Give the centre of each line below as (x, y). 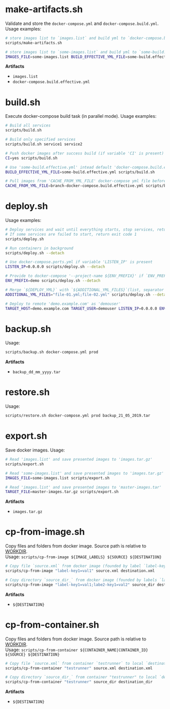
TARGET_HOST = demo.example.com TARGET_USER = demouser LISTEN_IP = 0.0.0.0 (81, 308)
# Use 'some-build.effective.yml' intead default (59, 167)
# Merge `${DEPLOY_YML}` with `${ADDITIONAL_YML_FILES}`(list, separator (85, 290)
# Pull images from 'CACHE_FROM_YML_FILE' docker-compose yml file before (86, 181)
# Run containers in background (39, 248)
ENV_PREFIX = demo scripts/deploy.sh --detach (53, 281)
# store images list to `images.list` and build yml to (65, 38)
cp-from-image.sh (45, 532)
